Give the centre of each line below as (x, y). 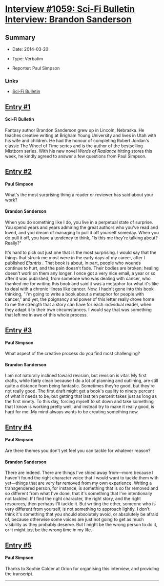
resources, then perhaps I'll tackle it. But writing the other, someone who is (81, 504)
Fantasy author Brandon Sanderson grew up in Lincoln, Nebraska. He (75, 130)
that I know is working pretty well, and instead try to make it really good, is (80, 406)
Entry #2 (18, 171)
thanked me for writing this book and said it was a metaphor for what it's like (82, 283)
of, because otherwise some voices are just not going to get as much (74, 519)
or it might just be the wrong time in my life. (49, 530)
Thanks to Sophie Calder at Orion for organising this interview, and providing (82, 568)
